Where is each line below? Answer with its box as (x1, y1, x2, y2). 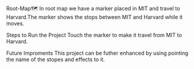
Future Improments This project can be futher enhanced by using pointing (6, 50, 189, 56)
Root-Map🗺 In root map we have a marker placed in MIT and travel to (6, 5, 181, 12)
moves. (6, 20, 25, 27)
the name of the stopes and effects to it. (6, 56, 105, 63)
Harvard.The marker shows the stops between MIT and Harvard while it (6, 14, 183, 20)
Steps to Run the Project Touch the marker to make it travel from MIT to (6, 32, 183, 38)
